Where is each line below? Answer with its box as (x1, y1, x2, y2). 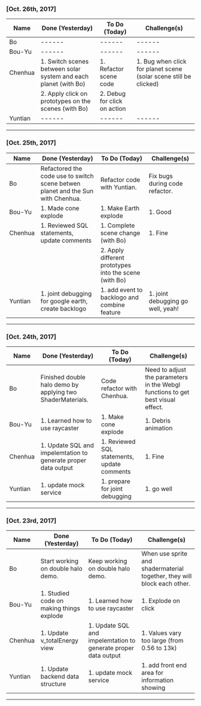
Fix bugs (148, 171, 173, 180)
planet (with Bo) (40, 80, 86, 88)
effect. (145, 403, 163, 411)
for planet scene (136, 65, 182, 73)
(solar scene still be (136, 73, 191, 81)
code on (40, 597, 64, 605)
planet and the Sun (40, 186, 94, 195)
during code (148, 179, 184, 188)
